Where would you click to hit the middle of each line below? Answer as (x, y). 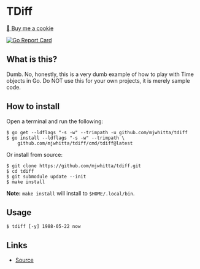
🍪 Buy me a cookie (30, 28)
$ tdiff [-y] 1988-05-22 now (44, 227)
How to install (33, 106)
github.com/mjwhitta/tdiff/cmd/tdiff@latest (75, 143)
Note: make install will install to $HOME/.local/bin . (71, 193)
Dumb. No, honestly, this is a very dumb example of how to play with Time (100, 74)
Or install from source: (35, 154)
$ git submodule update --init (46, 176)
